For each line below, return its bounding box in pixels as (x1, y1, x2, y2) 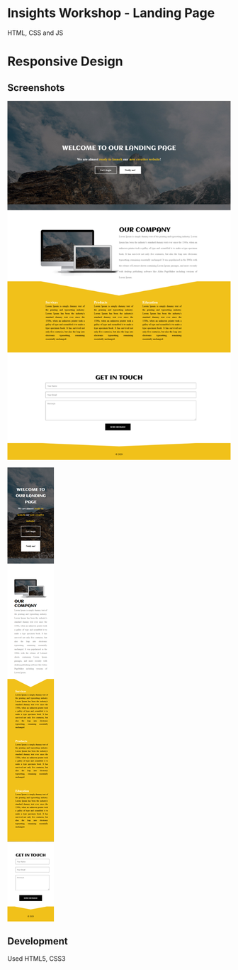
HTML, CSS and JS (7, 28, 64, 37)
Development (7, 935, 69, 947)
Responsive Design (7, 53, 123, 70)
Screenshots (7, 82, 65, 94)
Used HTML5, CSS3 (7, 954, 66, 963)
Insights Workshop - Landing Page (7, 5, 215, 21)
